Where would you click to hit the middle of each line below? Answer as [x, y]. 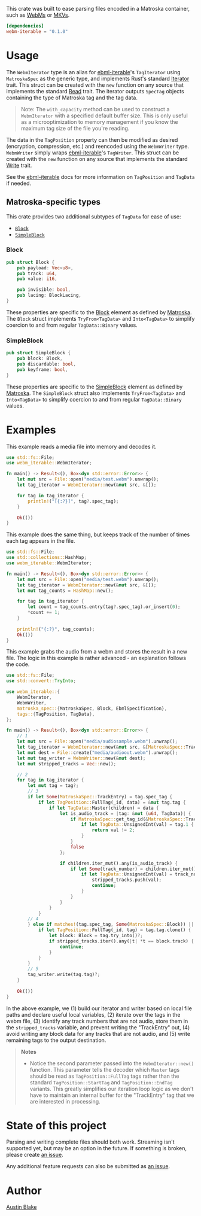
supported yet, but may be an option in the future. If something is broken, [97, 1148]
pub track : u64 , [37, 273]
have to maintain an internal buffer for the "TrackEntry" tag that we [112, 1095]
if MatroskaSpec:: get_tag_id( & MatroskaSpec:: [128, 819]
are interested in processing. [65, 1101]
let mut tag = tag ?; [53, 786]
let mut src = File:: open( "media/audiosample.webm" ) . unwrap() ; [98, 741]
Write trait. [19, 165]
